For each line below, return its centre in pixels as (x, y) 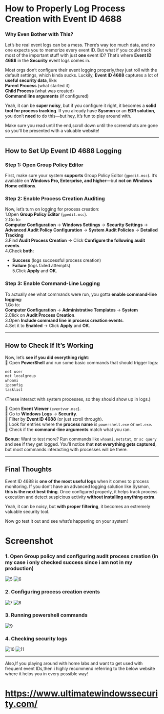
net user (14, 371)
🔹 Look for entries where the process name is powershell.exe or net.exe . (79, 424)
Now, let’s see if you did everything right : (47, 357)
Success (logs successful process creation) (57, 260)
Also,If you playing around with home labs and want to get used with (74, 663)
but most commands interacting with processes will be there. (66, 449)
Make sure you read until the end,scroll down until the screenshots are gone (82, 126)
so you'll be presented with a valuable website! (52, 131)
